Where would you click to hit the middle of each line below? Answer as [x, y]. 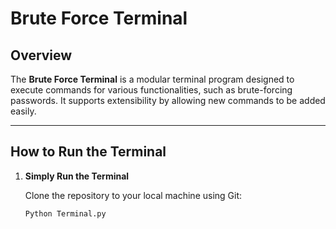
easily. [23, 111]
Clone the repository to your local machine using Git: [133, 195]
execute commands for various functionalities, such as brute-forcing [151, 90]
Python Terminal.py [65, 213]
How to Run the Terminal [88, 152]
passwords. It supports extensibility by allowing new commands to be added [168, 100]
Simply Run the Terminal [77, 176]
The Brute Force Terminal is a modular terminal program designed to [152, 79]
